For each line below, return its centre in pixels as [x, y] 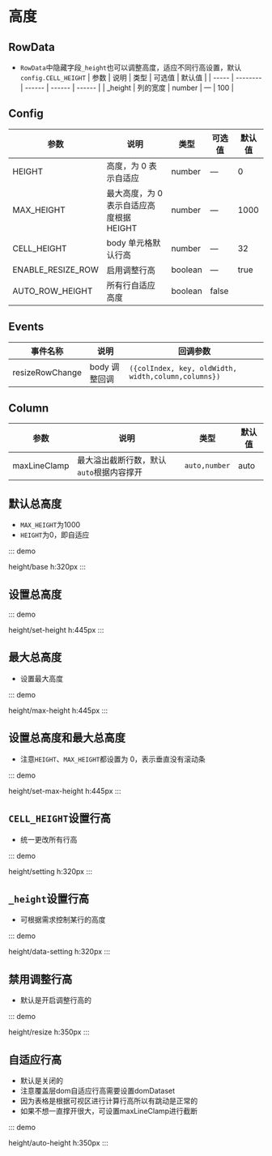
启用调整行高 [131, 270]
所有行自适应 [131, 285]
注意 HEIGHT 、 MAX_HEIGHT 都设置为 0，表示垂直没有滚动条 [113, 759]
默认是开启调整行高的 [55, 1000]
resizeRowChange [47, 372]
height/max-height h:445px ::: [58, 710]
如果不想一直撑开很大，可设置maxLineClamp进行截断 [109, 1111]
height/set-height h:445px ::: [56, 630]
